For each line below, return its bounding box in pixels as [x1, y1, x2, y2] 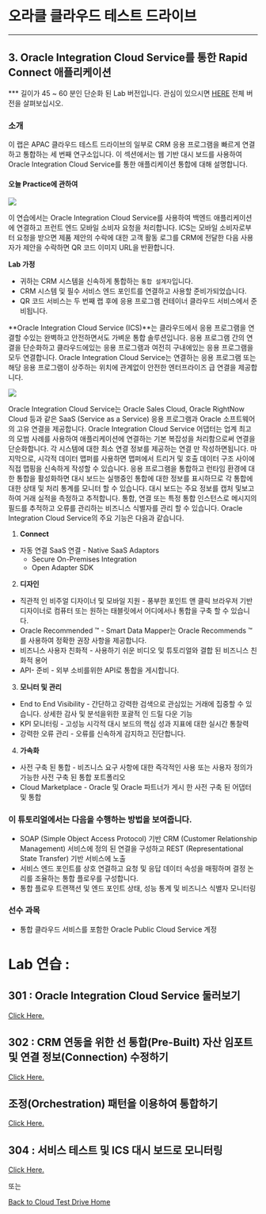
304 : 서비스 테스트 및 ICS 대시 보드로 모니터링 [8, 1143, 223, 1157]
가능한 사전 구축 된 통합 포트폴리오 [19, 772, 126, 782]
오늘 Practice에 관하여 [8, 179, 78, 189]
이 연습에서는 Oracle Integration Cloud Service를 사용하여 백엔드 [8, 213, 212, 223]
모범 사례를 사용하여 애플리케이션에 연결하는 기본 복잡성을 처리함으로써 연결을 [16, 434, 256, 444]
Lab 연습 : [8, 955, 70, 974]
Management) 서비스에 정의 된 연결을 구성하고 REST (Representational [19, 844, 244, 853]
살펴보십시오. [22, 98, 64, 108]
